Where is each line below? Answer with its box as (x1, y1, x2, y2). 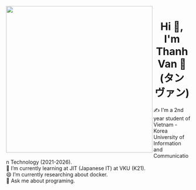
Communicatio (153, 152, 189, 159)
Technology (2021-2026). (11, 158, 72, 165)
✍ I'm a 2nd (153, 106, 184, 113)
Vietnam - (153, 121, 177, 128)
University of (153, 133, 185, 140)
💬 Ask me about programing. (6, 177, 75, 184)
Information (153, 140, 181, 147)
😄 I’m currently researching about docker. (6, 171, 108, 178)
